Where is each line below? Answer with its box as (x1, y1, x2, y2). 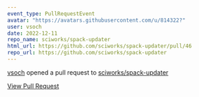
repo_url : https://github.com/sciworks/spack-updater (7, 50, 168, 57)
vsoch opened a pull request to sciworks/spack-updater (7, 68, 169, 77)
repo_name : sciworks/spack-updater (7, 36, 111, 43)
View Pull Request (7, 82, 59, 90)
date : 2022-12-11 (7, 29, 58, 37)
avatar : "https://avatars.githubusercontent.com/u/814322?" (7, 17, 186, 24)
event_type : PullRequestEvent (7, 10, 96, 17)
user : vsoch (7, 23, 42, 30)
